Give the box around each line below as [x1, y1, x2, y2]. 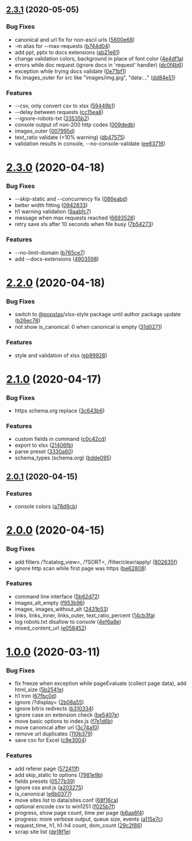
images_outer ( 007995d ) [14, 127, 75, 134]
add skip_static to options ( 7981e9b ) [14, 771, 103, 778]
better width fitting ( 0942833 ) [14, 202, 88, 209]
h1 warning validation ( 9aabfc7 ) [14, 208, 92, 215]
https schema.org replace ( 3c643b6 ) [14, 407, 105, 414]
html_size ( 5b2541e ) [14, 686, 64, 693]
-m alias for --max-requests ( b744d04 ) [14, 42, 110, 49]
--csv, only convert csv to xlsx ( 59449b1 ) [14, 102, 116, 109]
